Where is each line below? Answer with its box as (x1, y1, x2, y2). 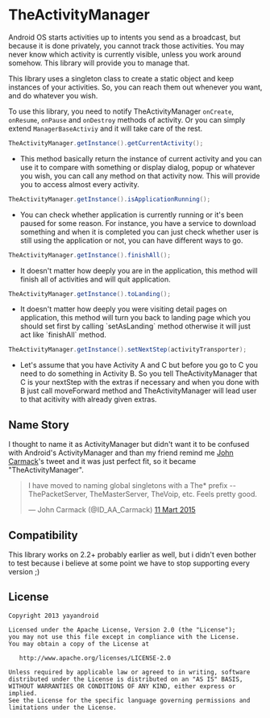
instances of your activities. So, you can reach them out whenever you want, (8, 82, 263, 92)
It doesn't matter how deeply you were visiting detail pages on (19, 304, 227, 314)
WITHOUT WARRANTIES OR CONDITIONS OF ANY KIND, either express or (8, 682, 236, 691)
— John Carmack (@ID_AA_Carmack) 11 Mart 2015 (27, 505, 196, 515)
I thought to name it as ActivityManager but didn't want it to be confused (8, 440, 250, 449)
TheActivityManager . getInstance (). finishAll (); (8, 251, 172, 259)
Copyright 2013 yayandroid (8, 612, 99, 620)
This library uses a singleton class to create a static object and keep (8, 73, 235, 83)
